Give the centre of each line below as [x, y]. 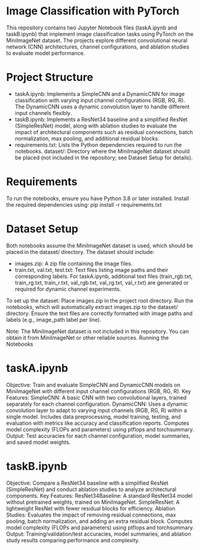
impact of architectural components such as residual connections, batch [104, 132]
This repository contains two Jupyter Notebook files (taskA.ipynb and [92, 28]
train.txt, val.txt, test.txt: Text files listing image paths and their [91, 270]
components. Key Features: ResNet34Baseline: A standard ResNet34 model [99, 495]
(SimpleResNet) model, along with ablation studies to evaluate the [96, 126]
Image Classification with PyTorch [93, 11]
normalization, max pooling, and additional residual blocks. [87, 138]
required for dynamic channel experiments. [68, 289]
